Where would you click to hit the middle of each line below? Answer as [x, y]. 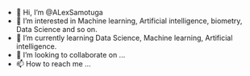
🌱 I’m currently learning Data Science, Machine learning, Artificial [124, 38]
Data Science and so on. [57, 29]
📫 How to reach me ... [53, 64]
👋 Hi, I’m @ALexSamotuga [59, 12]
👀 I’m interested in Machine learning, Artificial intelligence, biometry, [129, 21]
